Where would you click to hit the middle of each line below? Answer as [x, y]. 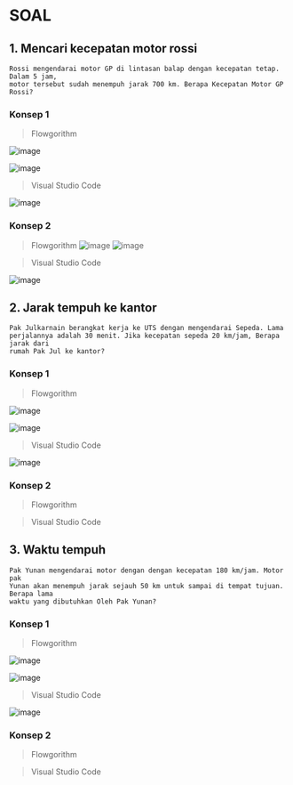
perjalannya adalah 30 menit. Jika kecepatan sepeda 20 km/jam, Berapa [144, 336]
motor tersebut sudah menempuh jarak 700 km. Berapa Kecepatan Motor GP [146, 85]
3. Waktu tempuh [58, 550]
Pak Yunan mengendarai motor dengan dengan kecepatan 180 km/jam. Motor [146, 571]
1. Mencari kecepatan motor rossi [103, 49]
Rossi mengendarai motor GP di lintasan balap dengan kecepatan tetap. [144, 69]
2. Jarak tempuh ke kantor [83, 308]
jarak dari [29, 344]
